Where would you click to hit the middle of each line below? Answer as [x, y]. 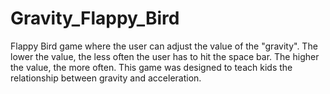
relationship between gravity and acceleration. [106, 78]
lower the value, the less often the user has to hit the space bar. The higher [165, 56]
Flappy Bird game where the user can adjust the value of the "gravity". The [164, 46]
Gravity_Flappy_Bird [95, 18]
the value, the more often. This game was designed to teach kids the [151, 67]
